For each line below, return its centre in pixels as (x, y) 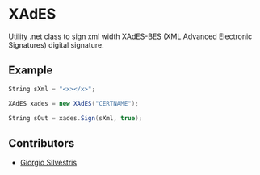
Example (31, 71)
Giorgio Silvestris (48, 163)
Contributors (42, 143)
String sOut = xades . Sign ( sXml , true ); (75, 118)
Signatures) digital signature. (56, 44)
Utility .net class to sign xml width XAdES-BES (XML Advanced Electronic (130, 36)
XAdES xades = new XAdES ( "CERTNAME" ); (73, 103)
